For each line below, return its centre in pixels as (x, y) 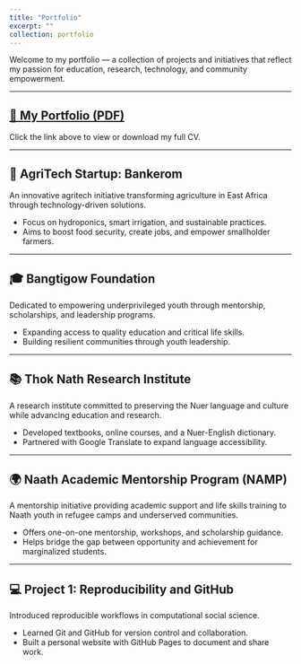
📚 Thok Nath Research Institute (100, 379)
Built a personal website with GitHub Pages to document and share (146, 642)
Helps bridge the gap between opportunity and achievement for (140, 542)
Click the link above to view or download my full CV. (105, 137)
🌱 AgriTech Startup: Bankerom (96, 174)
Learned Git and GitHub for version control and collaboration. (135, 633)
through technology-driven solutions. (77, 205)
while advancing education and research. (86, 415)
